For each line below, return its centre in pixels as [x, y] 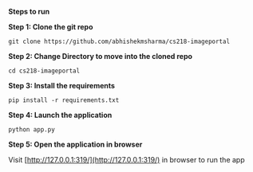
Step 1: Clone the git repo [51, 27]
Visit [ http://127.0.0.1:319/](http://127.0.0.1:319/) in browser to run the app [126, 160]
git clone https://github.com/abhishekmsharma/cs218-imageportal [119, 41]
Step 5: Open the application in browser [75, 144]
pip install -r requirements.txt [64, 100]
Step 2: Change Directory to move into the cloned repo [101, 56]
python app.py [32, 130]
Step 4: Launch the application [60, 115]
